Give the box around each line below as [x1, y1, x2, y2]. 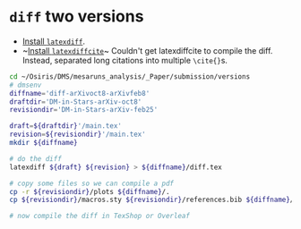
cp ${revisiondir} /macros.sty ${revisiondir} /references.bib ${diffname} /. [9, 195, 298, 205]
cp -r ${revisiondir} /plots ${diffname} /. [9, 187, 170, 196]
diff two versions [9, 6, 144, 27]
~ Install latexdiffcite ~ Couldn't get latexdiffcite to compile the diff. [21, 45, 273, 55]
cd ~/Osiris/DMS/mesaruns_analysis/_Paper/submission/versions [9, 72, 251, 81]
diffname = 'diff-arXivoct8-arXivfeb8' [9, 89, 150, 98]
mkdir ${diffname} [9, 139, 78, 148]
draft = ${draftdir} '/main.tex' [9, 122, 123, 131]
